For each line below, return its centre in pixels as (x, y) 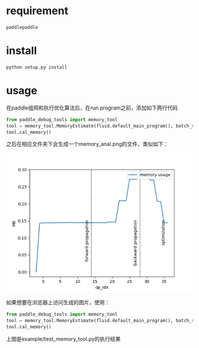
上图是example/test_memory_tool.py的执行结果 (63, 339)
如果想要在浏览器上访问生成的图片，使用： (58, 303)
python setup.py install (37, 67)
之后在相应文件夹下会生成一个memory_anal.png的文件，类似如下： (87, 144)
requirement (37, 11)
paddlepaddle (22, 27)
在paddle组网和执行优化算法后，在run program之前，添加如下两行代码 (92, 108)
